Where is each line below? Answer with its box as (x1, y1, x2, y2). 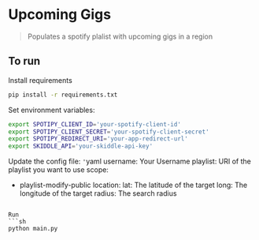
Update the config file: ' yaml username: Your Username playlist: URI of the (8, 156, 252, 167)
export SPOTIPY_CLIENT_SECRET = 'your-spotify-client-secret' (8, 128, 210, 136)
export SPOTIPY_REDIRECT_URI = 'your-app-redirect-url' (8, 135, 189, 143)
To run (8, 54, 41, 68)
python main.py (8, 225, 58, 233)
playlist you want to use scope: (8, 165, 109, 174)
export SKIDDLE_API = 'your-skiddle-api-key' (8, 142, 154, 151)
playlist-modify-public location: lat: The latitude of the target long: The (19, 180, 248, 190)
